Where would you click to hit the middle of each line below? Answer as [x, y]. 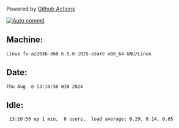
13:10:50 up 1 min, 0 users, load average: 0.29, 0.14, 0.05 [91, 119]
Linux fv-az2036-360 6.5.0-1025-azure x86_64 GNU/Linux [79, 54]
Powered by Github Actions [41, 9]
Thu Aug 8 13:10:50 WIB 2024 [45, 87]
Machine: [25, 40]
